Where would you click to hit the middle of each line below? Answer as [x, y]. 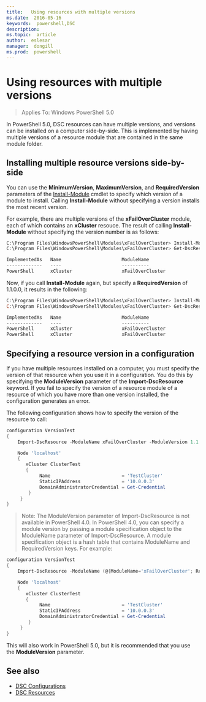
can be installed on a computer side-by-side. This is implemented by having [102, 131]
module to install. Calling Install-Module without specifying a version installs [103, 200]
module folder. [25, 143]
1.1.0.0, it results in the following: [47, 289]
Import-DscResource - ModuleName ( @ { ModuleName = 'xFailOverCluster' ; [105, 571]
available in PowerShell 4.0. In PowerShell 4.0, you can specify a [103, 522]
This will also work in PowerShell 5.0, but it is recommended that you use [98, 645]
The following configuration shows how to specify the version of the [93, 413]
